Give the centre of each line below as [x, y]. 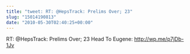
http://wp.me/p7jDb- [159, 39]
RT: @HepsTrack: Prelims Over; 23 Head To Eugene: [70, 39]
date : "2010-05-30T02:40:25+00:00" [50, 22]
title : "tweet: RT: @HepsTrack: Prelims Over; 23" [69, 11]
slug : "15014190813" [31, 17]
